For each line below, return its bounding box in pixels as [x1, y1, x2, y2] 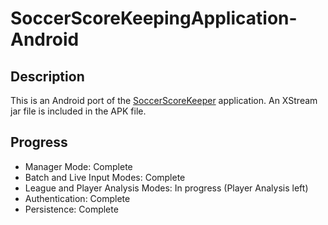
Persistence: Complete [24, 203, 119, 215]
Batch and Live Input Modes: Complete [24, 171, 186, 183]
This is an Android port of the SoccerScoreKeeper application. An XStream [10, 95, 318, 106]
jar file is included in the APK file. [10, 105, 147, 117]
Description [10, 68, 85, 85]
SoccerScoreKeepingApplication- [10, 7, 298, 30]
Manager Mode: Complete [24, 160, 133, 172]
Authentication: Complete [24, 192, 131, 204]
